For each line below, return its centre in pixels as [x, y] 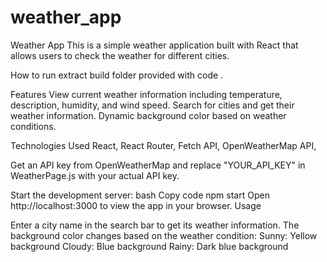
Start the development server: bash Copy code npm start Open [140, 195]
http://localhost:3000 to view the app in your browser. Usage [136, 205]
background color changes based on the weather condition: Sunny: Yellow [164, 235]
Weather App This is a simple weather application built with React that [154, 45]
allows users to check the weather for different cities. [120, 55]
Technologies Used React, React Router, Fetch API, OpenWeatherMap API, [163, 145]
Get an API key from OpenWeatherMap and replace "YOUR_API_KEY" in [158, 165]
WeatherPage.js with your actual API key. [95, 175]
